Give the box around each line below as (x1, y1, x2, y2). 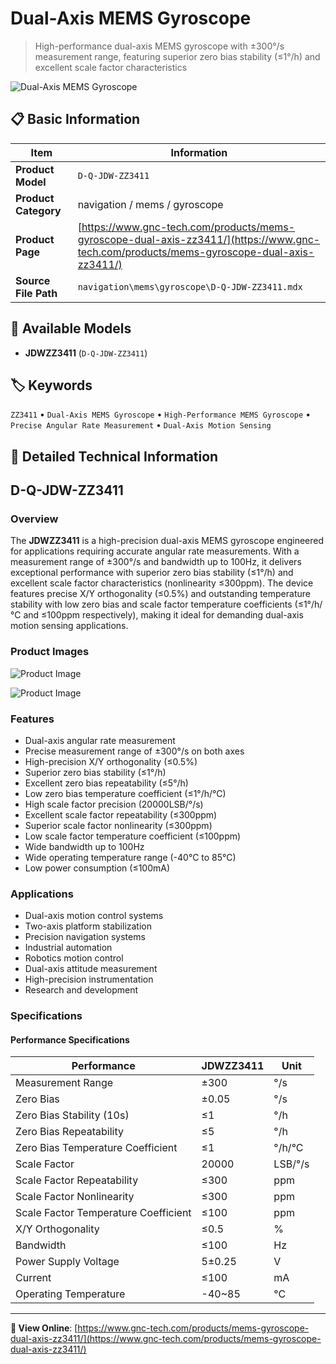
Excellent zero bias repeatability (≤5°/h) (24, 777, 189, 789)
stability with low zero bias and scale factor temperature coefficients (10, 598, 293, 611)
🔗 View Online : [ (10, 1322, 78, 1334)
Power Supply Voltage (15, 1255, 120, 1269)
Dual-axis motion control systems (24, 910, 164, 922)
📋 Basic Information (10, 111, 141, 128)
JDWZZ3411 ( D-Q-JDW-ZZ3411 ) (24, 347, 148, 359)
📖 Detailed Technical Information (10, 448, 219, 465)
